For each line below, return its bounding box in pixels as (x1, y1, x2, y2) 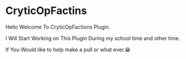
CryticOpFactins (5, 4, 87, 18)
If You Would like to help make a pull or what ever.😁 (5, 46, 131, 53)
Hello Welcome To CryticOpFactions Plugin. (5, 23, 111, 30)
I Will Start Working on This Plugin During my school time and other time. (5, 34, 181, 41)
